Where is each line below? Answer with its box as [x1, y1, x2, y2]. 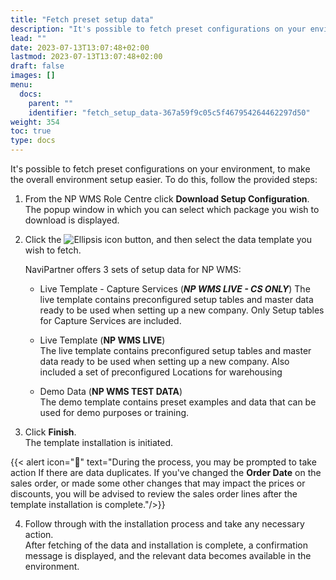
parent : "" [28, 98, 74, 108]
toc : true [10, 126, 52, 136]
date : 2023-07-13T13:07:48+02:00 [10, 42, 150, 53]
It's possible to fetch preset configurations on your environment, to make [10, 163, 311, 175]
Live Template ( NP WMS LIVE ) [39, 334, 166, 346]
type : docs [10, 136, 56, 146]
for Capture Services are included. [39, 315, 182, 326]
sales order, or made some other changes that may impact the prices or [10, 477, 306, 489]
